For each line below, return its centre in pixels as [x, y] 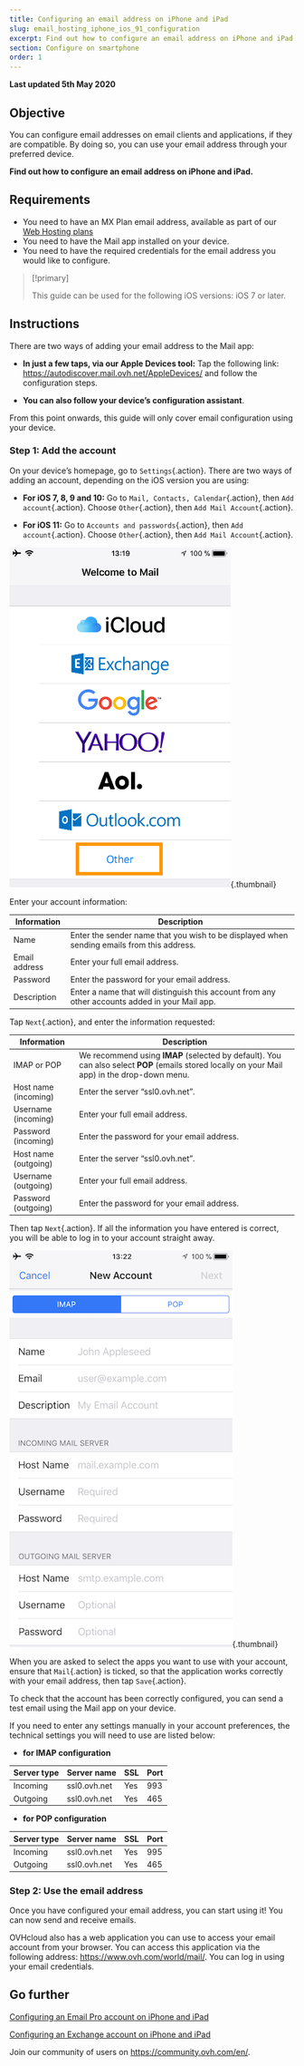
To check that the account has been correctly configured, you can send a [146, 1698]
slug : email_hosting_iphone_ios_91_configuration [105, 29]
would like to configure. [66, 260]
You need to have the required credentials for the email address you [149, 250]
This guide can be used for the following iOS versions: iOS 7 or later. [159, 296]
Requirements [50, 200]
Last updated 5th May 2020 [62, 84]
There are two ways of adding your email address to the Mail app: [132, 345]
